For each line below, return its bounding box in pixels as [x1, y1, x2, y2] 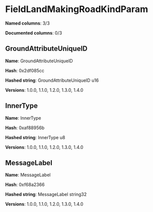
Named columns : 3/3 [5, 20, 50, 26]
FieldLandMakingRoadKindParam [5, 4, 148, 15]
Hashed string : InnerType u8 [5, 134, 65, 140]
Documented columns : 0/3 [5, 30, 62, 36]
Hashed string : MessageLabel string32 [5, 191, 87, 197]
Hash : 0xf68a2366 [5, 182, 45, 188]
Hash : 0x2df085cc [5, 67, 44, 73]
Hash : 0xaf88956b [5, 125, 45, 131]
